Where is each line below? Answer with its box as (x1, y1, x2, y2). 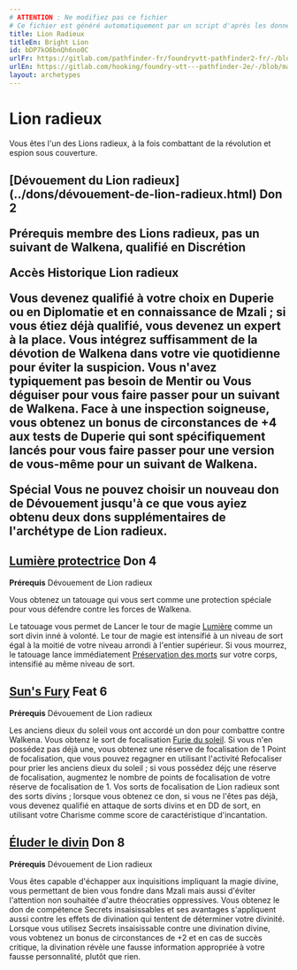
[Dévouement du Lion (9, 173, 131, 189)
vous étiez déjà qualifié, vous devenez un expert (9, 319, 281, 334)
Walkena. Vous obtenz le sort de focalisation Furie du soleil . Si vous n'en (9, 734, 273, 744)
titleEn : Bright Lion (9, 37, 89, 47)
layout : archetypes (9, 71, 81, 80)
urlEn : (9, 63, 34, 72)
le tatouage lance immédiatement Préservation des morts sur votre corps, (9, 649, 278, 659)
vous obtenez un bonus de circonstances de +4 (9, 415, 278, 430)
